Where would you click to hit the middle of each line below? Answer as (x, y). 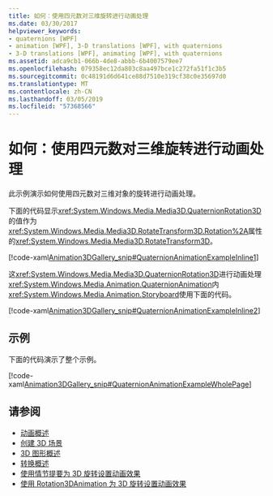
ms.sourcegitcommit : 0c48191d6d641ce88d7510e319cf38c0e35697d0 (117, 76)
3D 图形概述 (40, 453)
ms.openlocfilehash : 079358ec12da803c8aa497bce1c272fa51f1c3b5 (117, 69)
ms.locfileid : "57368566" (52, 106)
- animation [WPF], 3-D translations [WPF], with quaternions (115, 46)
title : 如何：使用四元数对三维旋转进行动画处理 (79, 16)
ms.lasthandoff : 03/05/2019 (56, 99)
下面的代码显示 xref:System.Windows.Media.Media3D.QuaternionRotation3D (135, 211)
